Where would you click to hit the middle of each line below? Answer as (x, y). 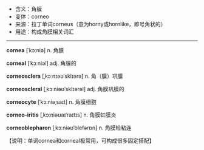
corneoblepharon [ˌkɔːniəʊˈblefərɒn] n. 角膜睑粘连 (69, 128)
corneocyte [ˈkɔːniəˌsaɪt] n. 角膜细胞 (52, 102)
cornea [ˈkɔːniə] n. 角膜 (35, 50)
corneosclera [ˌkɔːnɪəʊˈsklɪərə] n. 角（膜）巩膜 (65, 76)
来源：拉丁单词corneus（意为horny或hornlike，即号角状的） (90, 24)
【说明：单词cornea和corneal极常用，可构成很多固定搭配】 (80, 141)
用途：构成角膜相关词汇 (44, 32)
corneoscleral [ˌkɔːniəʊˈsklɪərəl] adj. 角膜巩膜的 (65, 89)
